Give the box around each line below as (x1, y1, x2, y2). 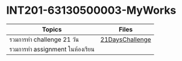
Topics (42, 25, 62, 33)
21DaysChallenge (100, 35, 152, 44)
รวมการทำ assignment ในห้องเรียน (9, 45, 95, 53)
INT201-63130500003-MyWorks (6, 4, 177, 17)
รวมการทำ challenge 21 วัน (9, 35, 80, 44)
